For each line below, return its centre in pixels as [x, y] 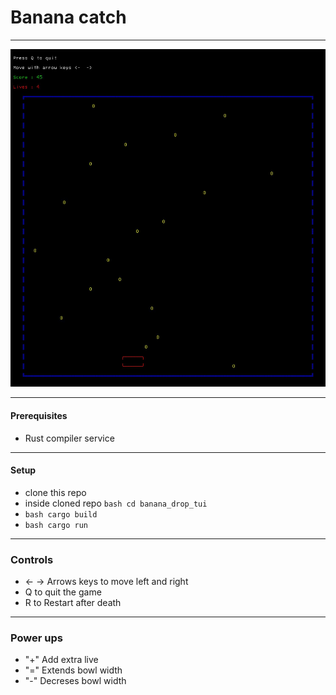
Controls [32, 559]
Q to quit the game [63, 592]
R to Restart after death [73, 603]
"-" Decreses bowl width [75, 681]
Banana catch [68, 17]
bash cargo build [61, 514]
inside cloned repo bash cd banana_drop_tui [116, 503]
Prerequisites [39, 415]
